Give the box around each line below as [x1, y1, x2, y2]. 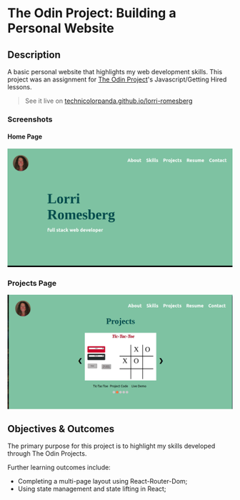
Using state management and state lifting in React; [17, 484, 166, 494]
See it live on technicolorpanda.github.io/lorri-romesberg [24, 96, 193, 105]
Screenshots [7, 114, 53, 124]
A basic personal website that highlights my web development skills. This [7, 68, 223, 76]
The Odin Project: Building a [7, 5, 176, 21]
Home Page [7, 132, 43, 141]
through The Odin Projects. [7, 449, 87, 458]
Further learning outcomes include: [7, 463, 111, 472]
